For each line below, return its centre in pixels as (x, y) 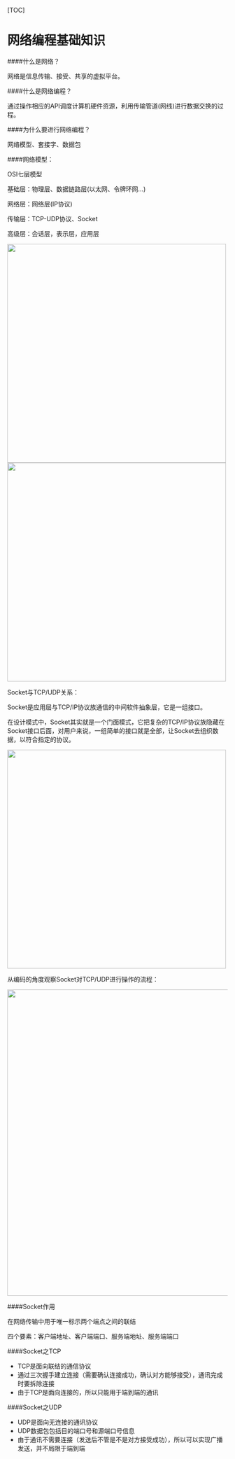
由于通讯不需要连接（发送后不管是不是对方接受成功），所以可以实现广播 (120, 1439)
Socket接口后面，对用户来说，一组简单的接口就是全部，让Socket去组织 (110, 730)
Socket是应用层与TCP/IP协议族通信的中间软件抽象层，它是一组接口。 (107, 707)
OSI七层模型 (25, 174)
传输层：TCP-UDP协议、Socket (52, 218)
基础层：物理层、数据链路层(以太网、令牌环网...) (77, 189)
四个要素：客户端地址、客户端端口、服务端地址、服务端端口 (93, 1336)
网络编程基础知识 (57, 41)
